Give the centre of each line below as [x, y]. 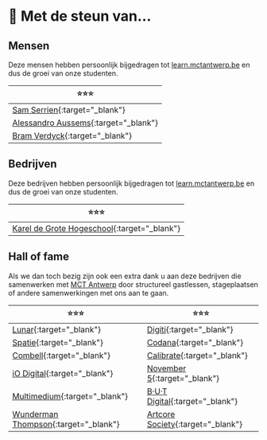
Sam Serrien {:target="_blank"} [69, 110]
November [166, 368]
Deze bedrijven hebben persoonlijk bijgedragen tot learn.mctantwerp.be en [132, 183]
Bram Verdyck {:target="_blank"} [72, 136]
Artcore [161, 414]
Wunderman [35, 414]
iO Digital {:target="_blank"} [63, 373]
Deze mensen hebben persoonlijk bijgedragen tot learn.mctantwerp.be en [129, 65]
